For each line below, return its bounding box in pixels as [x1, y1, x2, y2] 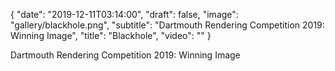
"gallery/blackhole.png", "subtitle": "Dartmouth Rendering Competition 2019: [10, 19, 325, 31]
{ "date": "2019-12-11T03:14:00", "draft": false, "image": [10, 9, 239, 20]
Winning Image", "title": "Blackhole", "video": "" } [10, 30, 212, 41]
